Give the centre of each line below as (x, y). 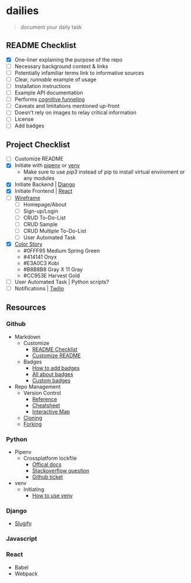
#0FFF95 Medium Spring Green (62, 251)
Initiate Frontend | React (43, 191)
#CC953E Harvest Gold (52, 276)
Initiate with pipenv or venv (47, 165)
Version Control (42, 393)
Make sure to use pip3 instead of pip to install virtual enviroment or (104, 172)
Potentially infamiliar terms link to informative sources (79, 73)
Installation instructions (43, 86)
